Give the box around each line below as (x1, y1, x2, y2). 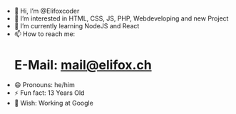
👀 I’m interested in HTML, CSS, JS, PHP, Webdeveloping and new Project (14, 14, 229, 23)
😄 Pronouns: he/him (14, 80, 75, 89)
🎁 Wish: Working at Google (14, 98, 94, 107)
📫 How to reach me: (14, 30, 76, 38)
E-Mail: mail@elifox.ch (14, 57, 152, 74)
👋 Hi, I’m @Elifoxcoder (14, 7, 80, 15)
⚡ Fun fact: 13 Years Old (14, 89, 85, 97)
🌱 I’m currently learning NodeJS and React (14, 22, 140, 30)
